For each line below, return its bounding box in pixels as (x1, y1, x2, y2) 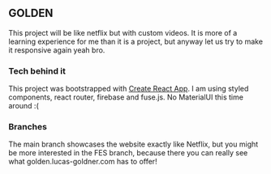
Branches (8, 121, 47, 133)
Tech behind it (8, 65, 67, 76)
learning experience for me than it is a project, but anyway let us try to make (8, 36, 264, 46)
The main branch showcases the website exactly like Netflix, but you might (8, 139, 259, 149)
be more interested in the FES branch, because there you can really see (8, 148, 248, 158)
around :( (8, 101, 39, 111)
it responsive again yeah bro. (8, 45, 105, 55)
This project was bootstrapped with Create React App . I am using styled (8, 84, 249, 94)
